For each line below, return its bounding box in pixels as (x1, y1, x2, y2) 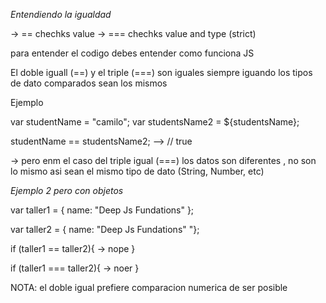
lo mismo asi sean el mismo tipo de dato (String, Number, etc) (10, 165, 265, 177)
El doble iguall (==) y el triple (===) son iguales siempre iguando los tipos (10, 67, 313, 78)
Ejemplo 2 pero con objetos (10, 185, 124, 196)
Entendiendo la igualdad (10, 9, 112, 20)
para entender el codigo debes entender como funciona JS (10, 47, 255, 59)
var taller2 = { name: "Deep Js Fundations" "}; (10, 224, 200, 235)
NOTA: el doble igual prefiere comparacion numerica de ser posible (10, 282, 288, 293)
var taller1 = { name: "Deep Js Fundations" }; (10, 204, 195, 216)
